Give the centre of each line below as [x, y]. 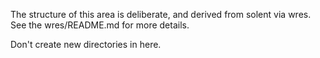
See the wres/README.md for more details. [100, 25]
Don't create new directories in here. [86, 44]
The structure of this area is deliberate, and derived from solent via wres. [161, 14]
